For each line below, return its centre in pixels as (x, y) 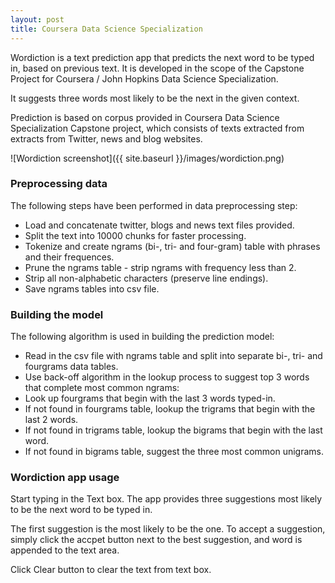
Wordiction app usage (65, 478)
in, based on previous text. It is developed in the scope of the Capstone (157, 68)
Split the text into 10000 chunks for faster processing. (135, 235)
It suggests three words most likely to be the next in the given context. (155, 98)
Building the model (57, 314)
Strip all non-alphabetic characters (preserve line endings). (146, 278)
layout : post (37, 19)
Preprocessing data (59, 184)
